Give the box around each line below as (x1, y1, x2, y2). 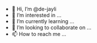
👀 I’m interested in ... (11, 12, 62, 19)
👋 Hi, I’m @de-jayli (11, 6, 57, 12)
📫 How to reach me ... (11, 31, 66, 37)
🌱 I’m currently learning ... (11, 18, 75, 24)
